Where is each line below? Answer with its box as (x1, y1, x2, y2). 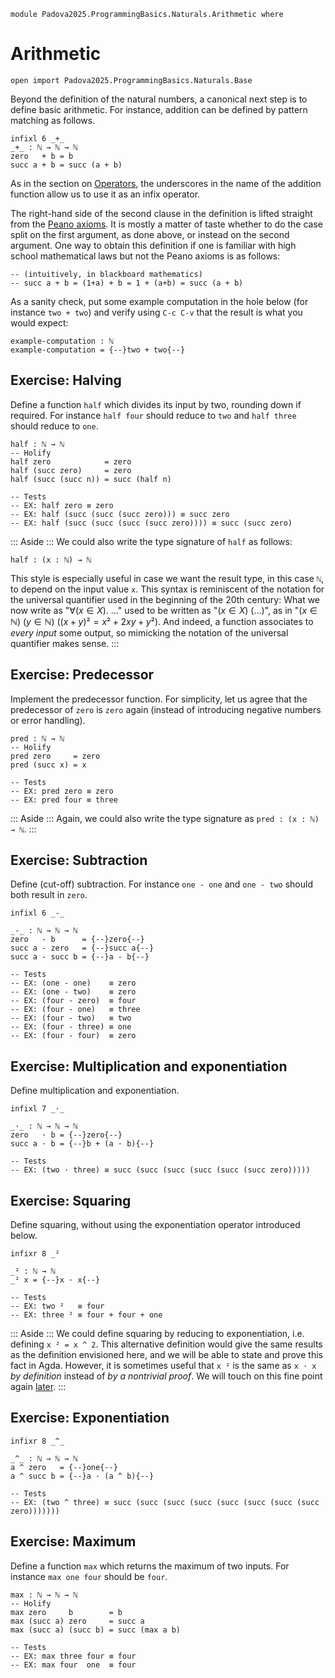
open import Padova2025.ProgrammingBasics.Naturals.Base (10, 75, 253, 85)
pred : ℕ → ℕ (10, 733, 65, 744)
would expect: (10, 316, 69, 329)
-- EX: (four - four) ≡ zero (10, 1031, 137, 1041)
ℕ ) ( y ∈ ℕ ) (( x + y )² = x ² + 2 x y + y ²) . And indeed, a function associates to (10, 615, 314, 627)
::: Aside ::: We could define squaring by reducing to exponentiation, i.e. (10, 1328, 305, 1339)
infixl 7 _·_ (10, 1104, 65, 1114)
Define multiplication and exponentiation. (10, 1085, 180, 1097)
